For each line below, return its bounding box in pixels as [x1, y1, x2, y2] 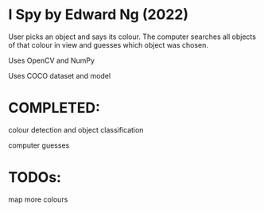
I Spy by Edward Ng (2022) [8, 6, 189, 24]
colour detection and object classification [8, 125, 144, 134]
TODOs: [8, 168, 62, 187]
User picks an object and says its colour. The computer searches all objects [8, 32, 257, 41]
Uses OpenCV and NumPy [8, 56, 95, 65]
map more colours [8, 195, 68, 204]
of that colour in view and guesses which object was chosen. [8, 40, 209, 49]
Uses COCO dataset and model [8, 71, 111, 80]
